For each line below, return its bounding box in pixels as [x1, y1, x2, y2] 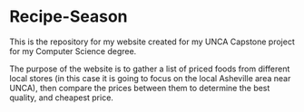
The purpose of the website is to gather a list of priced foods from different [9, 63, 290, 74]
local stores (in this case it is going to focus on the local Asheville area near [9, 72, 291, 83]
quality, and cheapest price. [9, 92, 113, 103]
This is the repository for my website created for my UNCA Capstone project [9, 36, 295, 47]
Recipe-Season [9, 6, 129, 27]
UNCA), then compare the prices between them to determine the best [9, 82, 270, 93]
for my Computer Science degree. [9, 45, 137, 56]
